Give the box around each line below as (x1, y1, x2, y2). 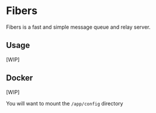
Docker (6, 73, 33, 83)
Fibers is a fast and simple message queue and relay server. (6, 23, 151, 30)
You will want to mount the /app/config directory (6, 100, 124, 107)
